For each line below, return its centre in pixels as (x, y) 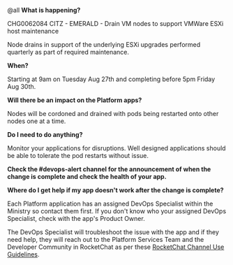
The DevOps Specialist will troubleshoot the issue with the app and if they (113, 232)
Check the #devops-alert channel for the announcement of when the (109, 169)
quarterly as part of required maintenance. (68, 52)
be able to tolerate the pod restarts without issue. (78, 156)
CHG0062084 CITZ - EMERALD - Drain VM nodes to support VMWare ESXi (115, 23)
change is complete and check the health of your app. (87, 177)
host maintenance (33, 31)
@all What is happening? (44, 10)
